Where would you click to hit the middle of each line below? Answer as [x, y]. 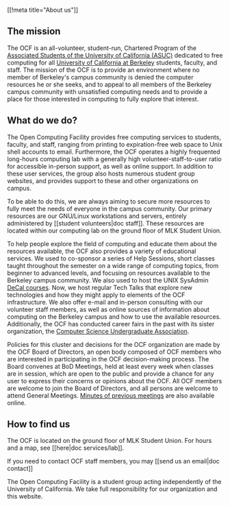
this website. [25, 496]
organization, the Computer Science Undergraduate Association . [98, 331]
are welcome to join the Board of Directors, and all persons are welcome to [113, 388]
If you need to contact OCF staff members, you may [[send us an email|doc [114, 461]
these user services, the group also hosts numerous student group [101, 173]
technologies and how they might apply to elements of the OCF [96, 295]
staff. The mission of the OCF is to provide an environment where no [103, 70]
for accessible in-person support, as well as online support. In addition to [110, 166]
